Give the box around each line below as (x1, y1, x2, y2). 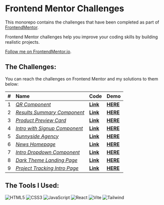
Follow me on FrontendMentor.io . (5, 49, 72, 54)
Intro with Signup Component (15, 125, 83, 131)
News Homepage (15, 141, 56, 148)
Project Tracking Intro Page (15, 165, 79, 172)
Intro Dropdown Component (15, 149, 80, 155)
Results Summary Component (15, 109, 85, 116)
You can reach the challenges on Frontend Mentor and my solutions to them (5, 76, 158, 81)
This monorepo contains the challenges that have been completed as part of (5, 19, 160, 25)
